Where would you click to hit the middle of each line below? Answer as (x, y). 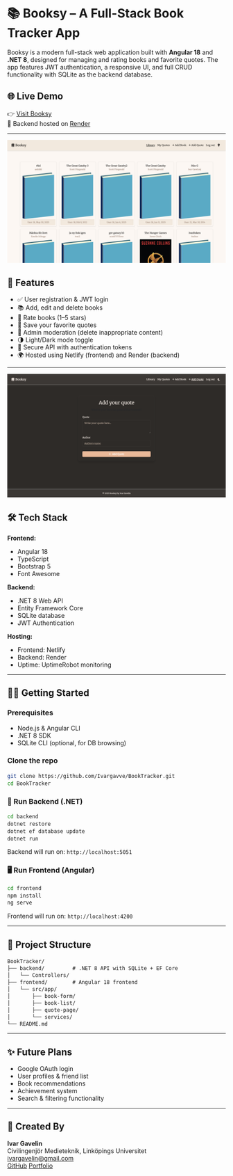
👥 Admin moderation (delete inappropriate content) (90, 333)
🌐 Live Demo (35, 96)
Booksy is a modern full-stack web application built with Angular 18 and (110, 52)
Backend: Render (42, 657)
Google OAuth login (45, 1068)
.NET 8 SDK (34, 736)
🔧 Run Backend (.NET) (45, 801)
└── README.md (28, 1024)
